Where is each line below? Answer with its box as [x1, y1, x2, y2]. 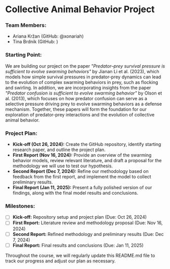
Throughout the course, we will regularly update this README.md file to [5, 252, 155, 258]
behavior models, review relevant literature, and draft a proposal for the [12, 158, 162, 164]
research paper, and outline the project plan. [12, 146, 106, 153]
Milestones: [5, 202, 36, 210]
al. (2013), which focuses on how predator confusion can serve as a [5, 95, 147, 101]
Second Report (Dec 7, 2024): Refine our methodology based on [12, 168, 149, 174]
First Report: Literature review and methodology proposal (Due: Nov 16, [12, 220, 163, 226]
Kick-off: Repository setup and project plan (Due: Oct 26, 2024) [12, 214, 147, 220]
